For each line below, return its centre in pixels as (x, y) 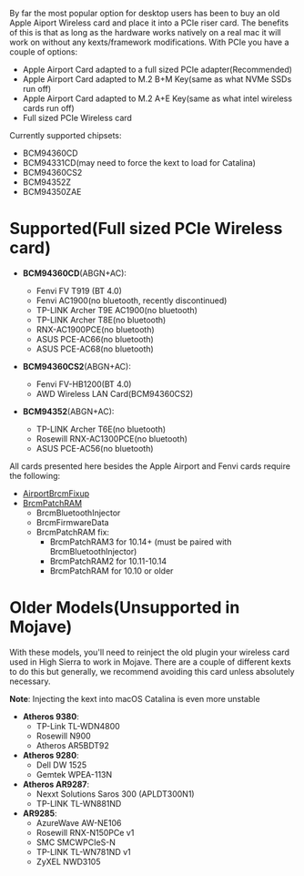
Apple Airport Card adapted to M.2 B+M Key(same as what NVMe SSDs (157, 79)
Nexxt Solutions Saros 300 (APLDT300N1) (115, 794)
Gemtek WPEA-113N (74, 774)
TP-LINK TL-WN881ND (79, 803)
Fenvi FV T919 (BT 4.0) (79, 290)
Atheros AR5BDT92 (72, 745)
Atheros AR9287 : (56, 784)
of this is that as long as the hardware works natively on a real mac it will (145, 32)
